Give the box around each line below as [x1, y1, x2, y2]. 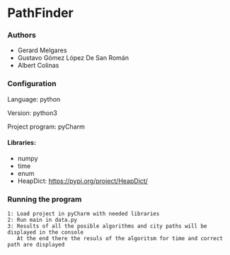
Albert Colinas [17, 61, 59, 70]
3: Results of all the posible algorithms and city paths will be [7, 223, 207, 230]
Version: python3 [7, 108, 58, 117]
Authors [7, 30, 37, 40]
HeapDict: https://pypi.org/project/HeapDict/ [17, 177, 149, 185]
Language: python [7, 95, 61, 103]
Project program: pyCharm [7, 122, 85, 131]
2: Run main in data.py [7, 217, 78, 224]
